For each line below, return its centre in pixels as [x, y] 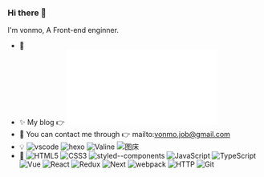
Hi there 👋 [27, 13]
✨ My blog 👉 [42, 123]
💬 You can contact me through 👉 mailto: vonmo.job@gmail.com [124, 135]
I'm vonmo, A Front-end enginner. [63, 30]
